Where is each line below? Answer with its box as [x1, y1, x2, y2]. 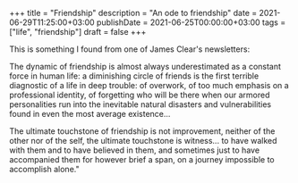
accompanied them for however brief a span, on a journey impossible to [9, 154, 275, 164]
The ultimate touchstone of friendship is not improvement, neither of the [9, 126, 276, 137]
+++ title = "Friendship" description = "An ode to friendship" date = [9, 8, 258, 18]
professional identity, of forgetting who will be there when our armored [9, 89, 270, 100]
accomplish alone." [9, 164, 80, 174]
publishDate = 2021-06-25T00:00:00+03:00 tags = [97, 17, 286, 28]
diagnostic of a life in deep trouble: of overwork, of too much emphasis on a [9, 80, 289, 90]
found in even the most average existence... [9, 109, 171, 119]
